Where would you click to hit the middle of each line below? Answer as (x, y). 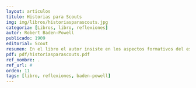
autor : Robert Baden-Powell (40, 33)
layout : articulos (28, 11)
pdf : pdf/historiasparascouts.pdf (48, 54)
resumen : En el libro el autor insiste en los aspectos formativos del (95, 49)
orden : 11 (18, 71)
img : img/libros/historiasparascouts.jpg (57, 22)
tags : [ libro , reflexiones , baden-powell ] (58, 76)
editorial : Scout (27, 44)
